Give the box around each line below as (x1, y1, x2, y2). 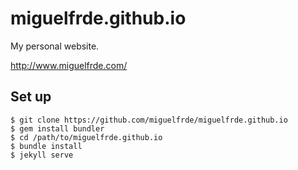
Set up (10, 88, 52, 106)
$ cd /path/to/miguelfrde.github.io (10, 132, 163, 142)
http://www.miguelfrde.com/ (10, 59, 128, 71)
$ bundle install (10, 141, 83, 151)
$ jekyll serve (10, 150, 74, 160)
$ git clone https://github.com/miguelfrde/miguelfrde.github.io (10, 115, 288, 125)
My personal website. (10, 40, 100, 52)
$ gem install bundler (10, 123, 105, 134)
